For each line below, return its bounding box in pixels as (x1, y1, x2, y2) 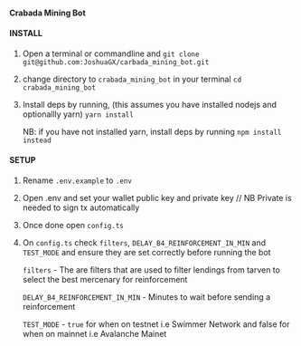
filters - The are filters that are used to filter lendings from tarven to (22, 264, 280, 275)
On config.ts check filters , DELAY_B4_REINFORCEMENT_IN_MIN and (22, 237, 267, 248)
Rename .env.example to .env (22, 175, 133, 186)
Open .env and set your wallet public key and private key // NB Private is (22, 193, 292, 203)
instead (22, 136, 52, 145)
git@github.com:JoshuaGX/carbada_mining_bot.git (22, 57, 210, 67)
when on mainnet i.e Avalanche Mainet (22, 329, 167, 339)
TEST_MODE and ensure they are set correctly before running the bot (22, 247, 271, 257)
